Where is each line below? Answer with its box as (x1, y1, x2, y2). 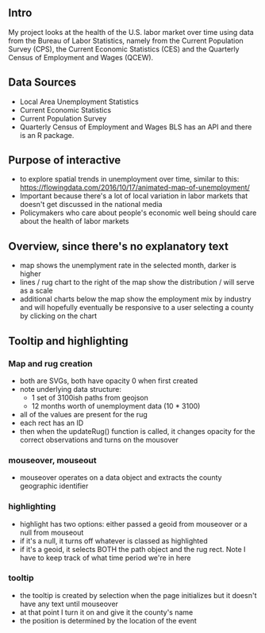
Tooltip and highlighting (8, 334, 129, 347)
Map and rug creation (8, 358, 93, 369)
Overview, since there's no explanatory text (8, 240, 229, 253)
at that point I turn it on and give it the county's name (19, 607, 194, 617)
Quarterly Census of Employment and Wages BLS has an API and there (19, 122, 252, 132)
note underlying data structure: (19, 384, 121, 393)
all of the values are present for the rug (19, 409, 148, 419)
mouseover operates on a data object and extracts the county (19, 473, 222, 482)
